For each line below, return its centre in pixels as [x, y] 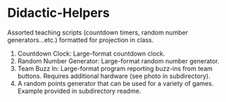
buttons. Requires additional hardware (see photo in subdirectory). [114, 76]
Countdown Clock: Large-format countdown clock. [91, 53]
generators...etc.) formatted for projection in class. [81, 39]
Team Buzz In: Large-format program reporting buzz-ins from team [115, 68]
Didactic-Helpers [59, 13]
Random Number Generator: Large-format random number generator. [118, 60]
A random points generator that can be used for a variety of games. [115, 83]
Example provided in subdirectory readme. [79, 91]
